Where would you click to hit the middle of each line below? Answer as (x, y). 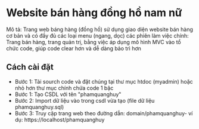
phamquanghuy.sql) (39, 107)
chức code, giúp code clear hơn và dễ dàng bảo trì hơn (74, 48)
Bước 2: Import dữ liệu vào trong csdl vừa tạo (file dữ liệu (85, 100)
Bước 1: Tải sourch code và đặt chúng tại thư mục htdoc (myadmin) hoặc (104, 81)
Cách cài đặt (30, 67)
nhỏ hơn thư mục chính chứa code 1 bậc (64, 88)
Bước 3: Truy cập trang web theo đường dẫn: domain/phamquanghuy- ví (104, 113)
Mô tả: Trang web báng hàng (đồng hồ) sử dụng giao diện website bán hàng (100, 29)
